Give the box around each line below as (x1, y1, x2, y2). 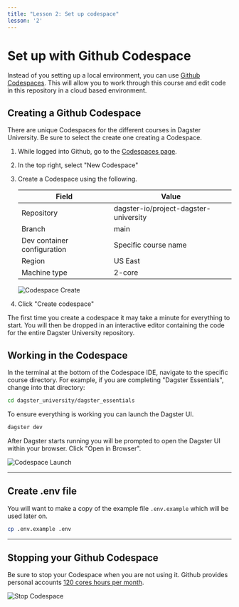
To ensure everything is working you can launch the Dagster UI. (7, 410, 194, 418)
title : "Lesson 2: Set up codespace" (7, 10, 119, 18)
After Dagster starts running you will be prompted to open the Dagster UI (7, 436, 221, 445)
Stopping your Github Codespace (7, 551, 159, 564)
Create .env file (7, 485, 77, 497)
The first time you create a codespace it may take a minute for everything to (7, 314, 230, 322)
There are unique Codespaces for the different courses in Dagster (7, 126, 201, 134)
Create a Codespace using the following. (17, 175, 137, 184)
